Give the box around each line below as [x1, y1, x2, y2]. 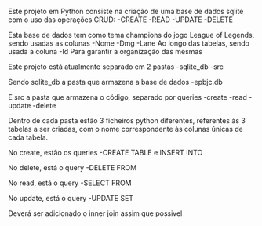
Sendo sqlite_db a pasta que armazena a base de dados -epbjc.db [8, 78, 224, 86]
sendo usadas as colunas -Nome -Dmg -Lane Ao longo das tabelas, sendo [8, 38, 249, 48]
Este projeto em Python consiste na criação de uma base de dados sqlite [8, 7, 244, 16]
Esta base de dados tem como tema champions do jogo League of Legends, [8, 31, 255, 39]
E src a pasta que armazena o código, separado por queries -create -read [8, 93, 247, 101]
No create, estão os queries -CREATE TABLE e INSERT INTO [8, 148, 203, 157]
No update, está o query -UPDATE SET [8, 194, 134, 202]
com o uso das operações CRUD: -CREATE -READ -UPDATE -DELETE [8, 15, 234, 24]
